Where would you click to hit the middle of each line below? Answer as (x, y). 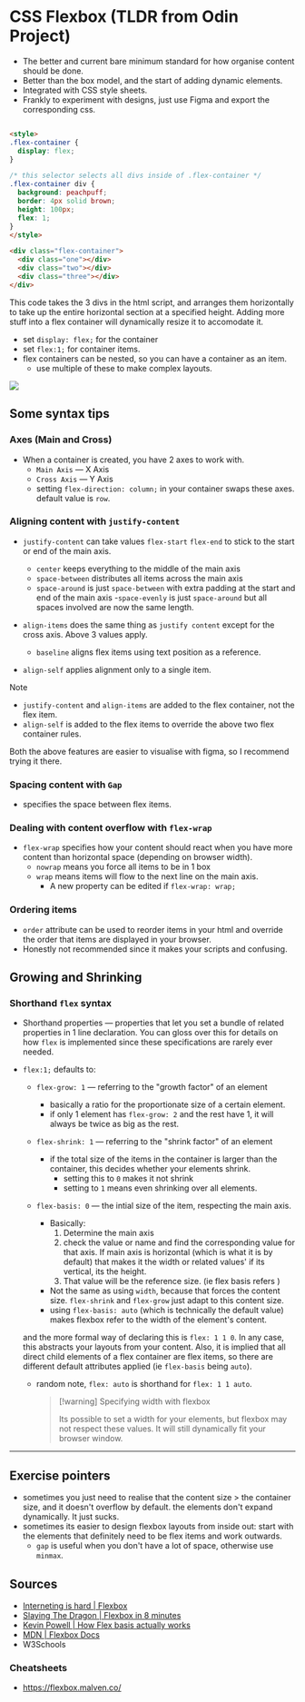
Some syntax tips (60, 414)
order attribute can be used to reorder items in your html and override (152, 929)
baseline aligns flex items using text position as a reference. (148, 652)
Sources (34, 1583)
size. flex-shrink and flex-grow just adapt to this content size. (167, 1301)
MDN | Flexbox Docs (61, 1635)
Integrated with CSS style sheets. (85, 90)
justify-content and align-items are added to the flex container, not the (158, 705)
